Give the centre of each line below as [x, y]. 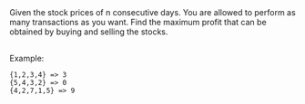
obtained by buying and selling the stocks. [89, 32]
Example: [27, 58]
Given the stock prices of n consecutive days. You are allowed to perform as [152, 13]
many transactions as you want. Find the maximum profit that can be [138, 23]
